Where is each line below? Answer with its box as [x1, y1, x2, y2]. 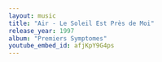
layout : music [8, 11, 57, 20]
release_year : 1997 [8, 27, 75, 35]
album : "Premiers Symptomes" [8, 34, 107, 43]
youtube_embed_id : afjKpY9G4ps [8, 42, 115, 50]
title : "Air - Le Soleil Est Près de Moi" [8, 19, 155, 27]
